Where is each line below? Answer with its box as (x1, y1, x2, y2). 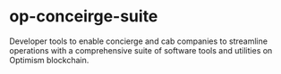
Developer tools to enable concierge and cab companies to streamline (9, 36, 268, 46)
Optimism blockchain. (9, 54, 89, 65)
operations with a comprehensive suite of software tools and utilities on (9, 45, 273, 55)
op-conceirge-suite (9, 6, 158, 27)
